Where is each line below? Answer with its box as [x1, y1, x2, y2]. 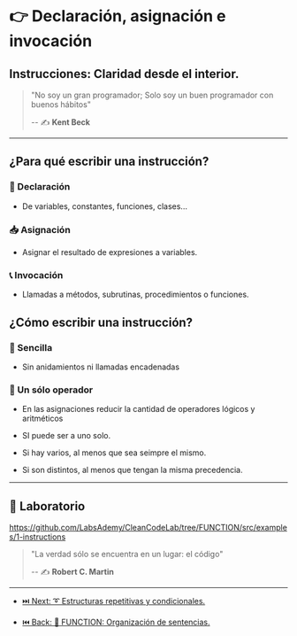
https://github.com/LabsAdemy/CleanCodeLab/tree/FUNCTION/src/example [9, 523, 287, 533]
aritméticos [21, 413, 64, 424]
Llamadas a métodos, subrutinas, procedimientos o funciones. [21, 289, 249, 300]
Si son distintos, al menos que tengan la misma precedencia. [21, 465, 243, 476]
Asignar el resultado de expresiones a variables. [21, 246, 198, 257]
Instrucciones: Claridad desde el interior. [9, 66, 240, 81]
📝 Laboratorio [9, 499, 86, 514]
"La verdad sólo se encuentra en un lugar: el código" [30, 549, 224, 560]
